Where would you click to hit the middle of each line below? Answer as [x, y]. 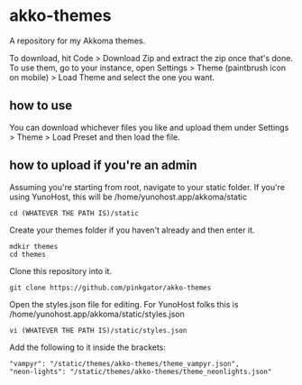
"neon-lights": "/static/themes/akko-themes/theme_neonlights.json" [141, 371]
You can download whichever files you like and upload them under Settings [149, 127]
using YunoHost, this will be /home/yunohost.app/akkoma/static [128, 197]
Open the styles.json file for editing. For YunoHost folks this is [124, 304]
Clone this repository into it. [61, 270]
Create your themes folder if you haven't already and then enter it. [132, 230]
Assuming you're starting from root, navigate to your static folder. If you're [147, 187]
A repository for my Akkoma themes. [78, 41]
